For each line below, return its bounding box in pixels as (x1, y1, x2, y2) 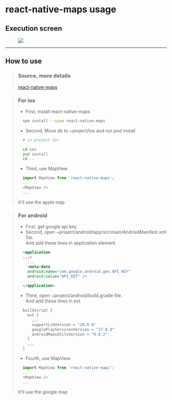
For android (17, 212, 48, 219)
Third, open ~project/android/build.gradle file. (25, 292, 122, 298)
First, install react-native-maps (25, 108, 91, 114)
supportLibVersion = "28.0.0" (31, 322, 96, 327)
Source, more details (17, 72, 71, 79)
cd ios (23, 147, 37, 152)
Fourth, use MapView (25, 355, 71, 362)
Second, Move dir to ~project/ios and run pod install (25, 127, 136, 134)
